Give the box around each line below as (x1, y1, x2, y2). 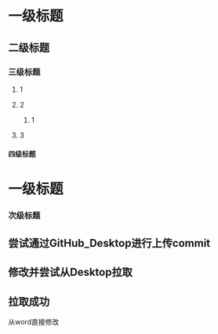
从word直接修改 (8, 317, 60, 327)
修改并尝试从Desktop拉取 (8, 266, 133, 279)
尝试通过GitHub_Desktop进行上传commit (8, 237, 211, 250)
